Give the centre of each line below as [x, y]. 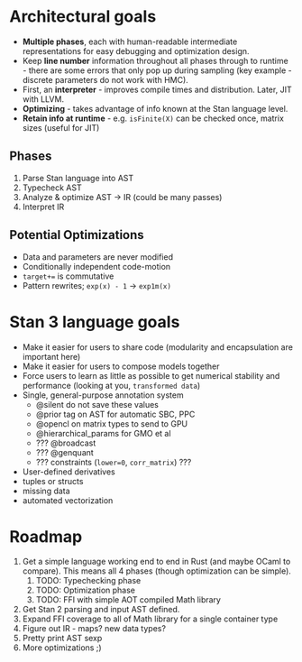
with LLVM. [43, 99]
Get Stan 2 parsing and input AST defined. [101, 610]
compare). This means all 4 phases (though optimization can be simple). [156, 571]
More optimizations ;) [62, 648]
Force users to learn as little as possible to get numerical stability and [151, 375]
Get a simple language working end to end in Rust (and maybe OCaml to [156, 562]
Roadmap [46, 536]
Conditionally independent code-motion [96, 266]
